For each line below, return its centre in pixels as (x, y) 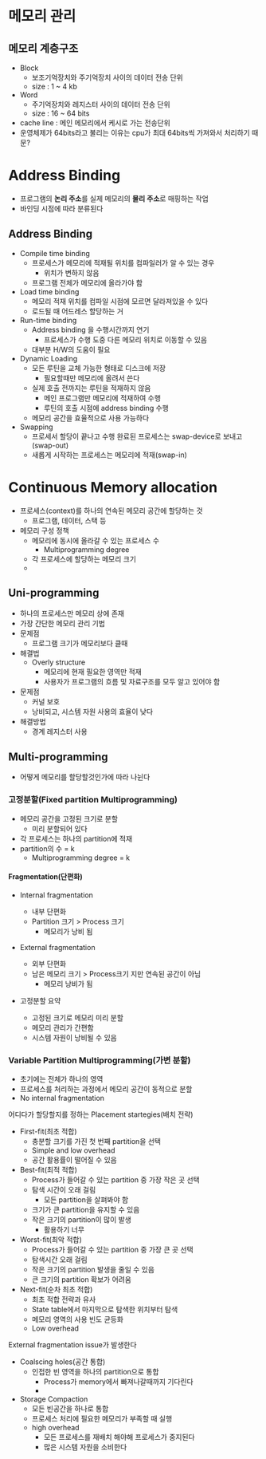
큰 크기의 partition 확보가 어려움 (81, 1280)
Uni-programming (54, 593)
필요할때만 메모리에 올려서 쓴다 (92, 378)
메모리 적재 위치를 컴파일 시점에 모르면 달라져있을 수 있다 (120, 301)
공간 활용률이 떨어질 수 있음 (74, 1160)
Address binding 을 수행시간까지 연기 (90, 329)
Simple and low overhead (73, 1150)
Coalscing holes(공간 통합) (63, 1362)
